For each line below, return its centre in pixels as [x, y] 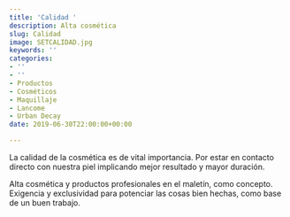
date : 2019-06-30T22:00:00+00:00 [71, 125]
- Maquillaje [33, 100]
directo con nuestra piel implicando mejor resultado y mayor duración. [137, 167]
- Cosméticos [33, 91]
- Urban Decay [35, 116]
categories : [31, 58]
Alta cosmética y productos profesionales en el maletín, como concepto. [141, 184]
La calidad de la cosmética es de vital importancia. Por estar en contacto [141, 157]
